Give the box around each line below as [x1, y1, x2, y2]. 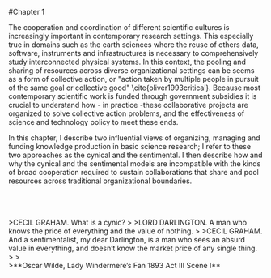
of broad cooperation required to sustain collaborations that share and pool [8, 168, 259, 177]
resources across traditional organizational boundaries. [8, 176, 193, 186]
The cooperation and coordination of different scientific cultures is [8, 23, 230, 32]
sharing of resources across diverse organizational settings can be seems [8, 66, 255, 75]
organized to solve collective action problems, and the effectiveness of [8, 109, 245, 118]
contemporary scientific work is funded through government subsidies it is [8, 92, 257, 101]
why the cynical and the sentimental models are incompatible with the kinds [8, 159, 261, 169]
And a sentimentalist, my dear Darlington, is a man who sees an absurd [8, 235, 245, 244]
